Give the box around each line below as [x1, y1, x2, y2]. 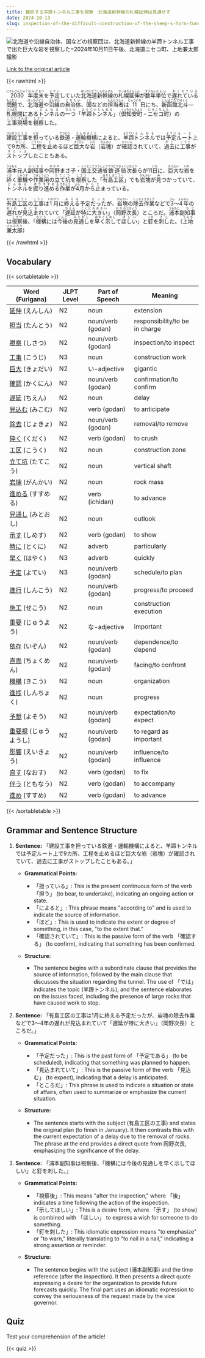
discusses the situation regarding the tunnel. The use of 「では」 [33, 978, 197, 985]
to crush [134, 434, 158, 443]
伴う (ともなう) [9, 780, 53, 788]
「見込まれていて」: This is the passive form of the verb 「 [33, 1066, 181, 1073]
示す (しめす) [9, 531, 47, 540]
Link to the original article [6, 66, 70, 73]
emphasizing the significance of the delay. [33, 1147, 140, 1154]
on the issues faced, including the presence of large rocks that [33, 993, 191, 1000]
